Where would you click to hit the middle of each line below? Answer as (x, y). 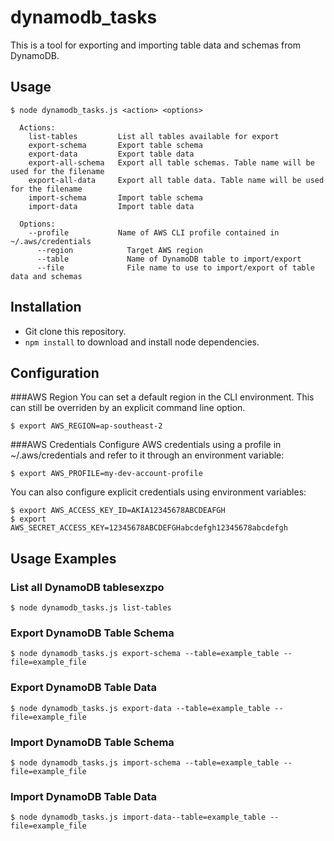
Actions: (37, 127)
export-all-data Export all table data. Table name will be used (176, 180)
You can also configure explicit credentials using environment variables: (158, 492)
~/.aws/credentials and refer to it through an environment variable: (147, 455)
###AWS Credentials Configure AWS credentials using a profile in (146, 445)
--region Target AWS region (119, 250)
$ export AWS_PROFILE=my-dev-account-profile (106, 474)
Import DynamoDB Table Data (83, 796)
